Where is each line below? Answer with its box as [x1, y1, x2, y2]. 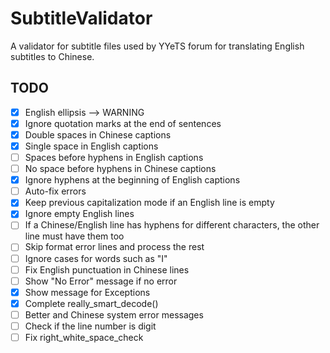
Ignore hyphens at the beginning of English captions [24, 174, 241, 186]
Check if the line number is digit [24, 320, 157, 332]
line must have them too [24, 230, 125, 242]
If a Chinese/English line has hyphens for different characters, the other [24, 219, 320, 231]
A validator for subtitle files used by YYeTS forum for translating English [10, 40, 305, 52]
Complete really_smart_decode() [24, 297, 159, 309]
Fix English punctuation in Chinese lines [24, 263, 190, 276]
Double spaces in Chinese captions [24, 128, 172, 141]
